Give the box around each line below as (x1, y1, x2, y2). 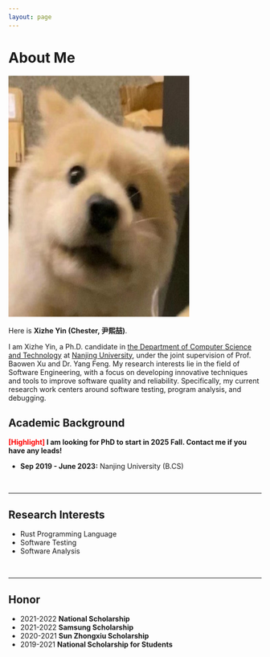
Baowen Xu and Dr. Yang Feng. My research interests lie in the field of (8, 358, 240, 369)
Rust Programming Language (19, 529, 117, 539)
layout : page (8, 13, 52, 21)
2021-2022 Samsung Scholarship (19, 622, 134, 632)
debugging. (8, 393, 47, 402)
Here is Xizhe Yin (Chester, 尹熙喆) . (8, 325, 128, 335)
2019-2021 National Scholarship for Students (19, 639, 173, 649)
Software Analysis (19, 546, 80, 556)
